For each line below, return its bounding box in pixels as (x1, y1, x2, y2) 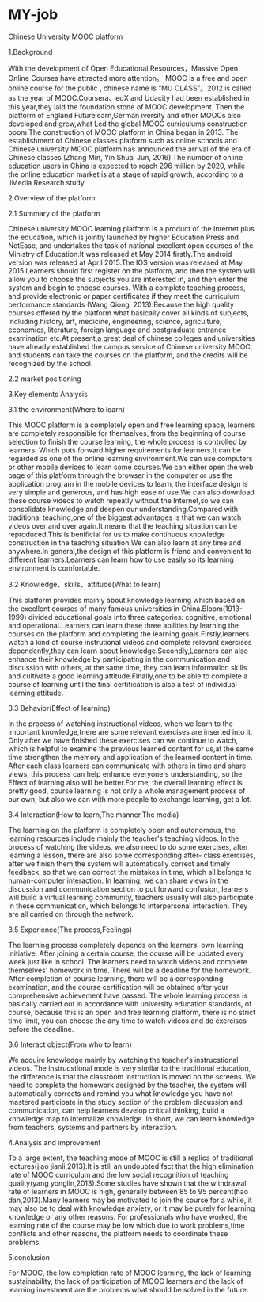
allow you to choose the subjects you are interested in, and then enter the (8, 274, 248, 284)
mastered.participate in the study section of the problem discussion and (8, 1097, 243, 1106)
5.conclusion (8, 1252, 50, 1262)
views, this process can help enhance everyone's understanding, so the (8, 769, 243, 778)
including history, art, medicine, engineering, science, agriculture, (8, 316, 222, 326)
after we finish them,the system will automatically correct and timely (8, 858, 231, 869)
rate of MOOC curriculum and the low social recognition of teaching (8, 1170, 229, 1179)
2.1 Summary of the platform (8, 208, 100, 218)
